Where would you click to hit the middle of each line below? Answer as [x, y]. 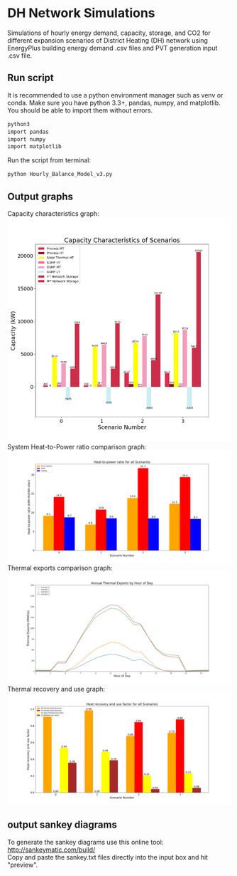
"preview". [23, 865]
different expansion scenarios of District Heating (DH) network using [108, 40]
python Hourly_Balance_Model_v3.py [60, 174]
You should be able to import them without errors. [80, 110]
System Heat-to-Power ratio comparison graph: [77, 447]
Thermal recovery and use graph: [56, 689]
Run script [31, 78]
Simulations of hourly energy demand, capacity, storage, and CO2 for [109, 33]
